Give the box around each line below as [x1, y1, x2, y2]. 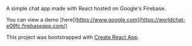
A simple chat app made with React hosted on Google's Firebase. [6, 5, 166, 12]
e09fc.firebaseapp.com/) [6, 23, 68, 29]
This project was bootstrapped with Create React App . [6, 34, 140, 40]
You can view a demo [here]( [6, 16, 77, 23]
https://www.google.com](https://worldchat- [76, 16, 186, 23]
